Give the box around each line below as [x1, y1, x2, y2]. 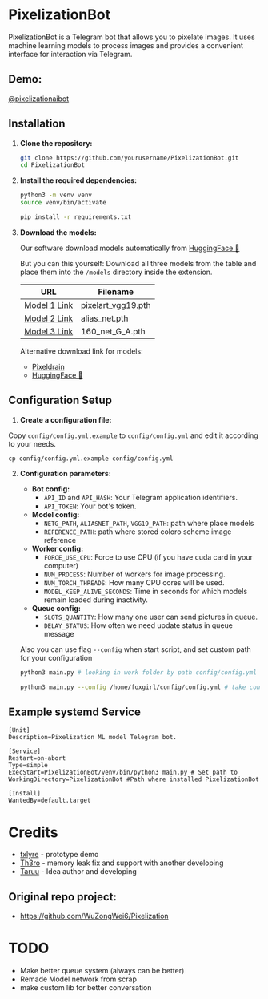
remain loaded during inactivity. [43, 595, 148, 605]
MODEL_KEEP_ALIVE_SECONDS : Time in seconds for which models [43, 586, 248, 596]
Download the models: [19, 227, 98, 237]
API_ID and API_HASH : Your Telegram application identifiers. [43, 492, 238, 502]
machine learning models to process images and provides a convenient [8, 40, 244, 50]
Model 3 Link [23, 326, 74, 337]
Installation [8, 117, 66, 131]
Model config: [31, 509, 80, 519]
